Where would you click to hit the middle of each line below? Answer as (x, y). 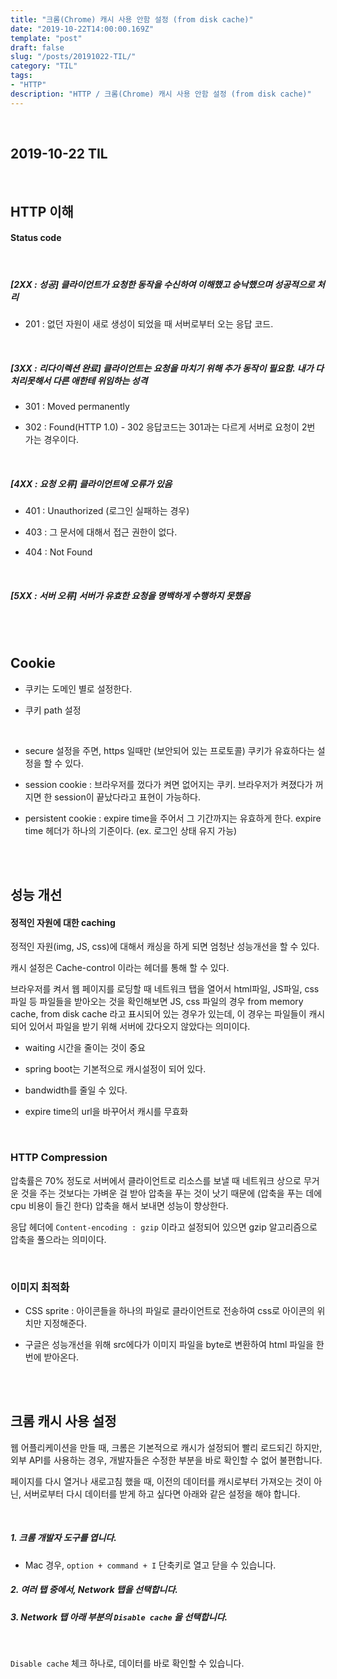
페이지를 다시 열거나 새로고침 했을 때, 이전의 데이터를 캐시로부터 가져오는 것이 (161, 1481)
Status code (36, 238)
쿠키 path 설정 (53, 710)
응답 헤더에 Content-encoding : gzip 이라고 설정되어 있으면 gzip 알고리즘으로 (164, 1227)
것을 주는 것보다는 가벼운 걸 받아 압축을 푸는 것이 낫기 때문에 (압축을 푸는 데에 (171, 1193)
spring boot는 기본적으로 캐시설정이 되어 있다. (115, 1069)
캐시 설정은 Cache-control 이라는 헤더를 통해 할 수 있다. (120, 968)
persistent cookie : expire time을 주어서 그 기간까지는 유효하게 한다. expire (173, 818)
